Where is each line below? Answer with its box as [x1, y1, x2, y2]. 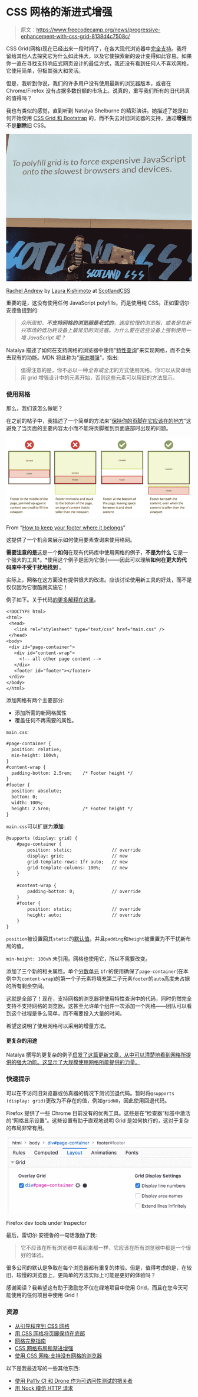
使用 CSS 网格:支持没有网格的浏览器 [14, 1352, 102, 1359]
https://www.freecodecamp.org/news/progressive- [36, 26, 161, 33]
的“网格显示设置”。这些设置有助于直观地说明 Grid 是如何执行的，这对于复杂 [6, 1117, 190, 1124]
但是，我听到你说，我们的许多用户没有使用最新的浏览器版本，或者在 [6, 79, 171, 86]
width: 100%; [11, 800, 44, 806]
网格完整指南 [14, 1337, 46, 1344]
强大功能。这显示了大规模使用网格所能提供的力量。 [16, 1059, 140, 1066]
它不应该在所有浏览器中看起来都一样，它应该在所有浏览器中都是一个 [20, 1244, 186, 1252]
